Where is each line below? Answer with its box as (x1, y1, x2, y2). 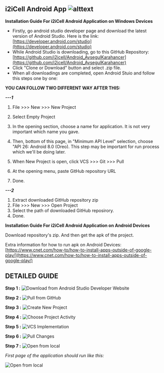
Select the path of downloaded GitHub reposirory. (12, 207, 114, 214)
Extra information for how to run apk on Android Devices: (5, 241, 122, 247)
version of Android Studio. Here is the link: (12, 33, 99, 39)
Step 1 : (5, 285, 21, 291)
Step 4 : (5, 314, 22, 320)
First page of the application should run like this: (5, 352, 104, 358)
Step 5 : (5, 323, 21, 329)
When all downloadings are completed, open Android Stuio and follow (12, 70, 155, 76)
